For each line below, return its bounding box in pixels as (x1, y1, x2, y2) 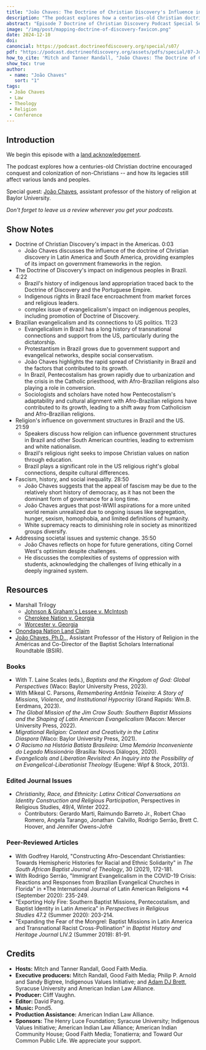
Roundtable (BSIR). (15, 647, 64, 654)
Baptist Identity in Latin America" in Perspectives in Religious (15, 904, 169, 912)
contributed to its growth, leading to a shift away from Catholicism (24, 404, 191, 411)
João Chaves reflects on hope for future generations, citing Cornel (24, 541, 193, 548)
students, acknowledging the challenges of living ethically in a (24, 561, 182, 567)
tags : (6, 84, 20, 90)
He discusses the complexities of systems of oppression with (24, 554, 180, 561)
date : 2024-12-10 (6, 32, 51, 38)
